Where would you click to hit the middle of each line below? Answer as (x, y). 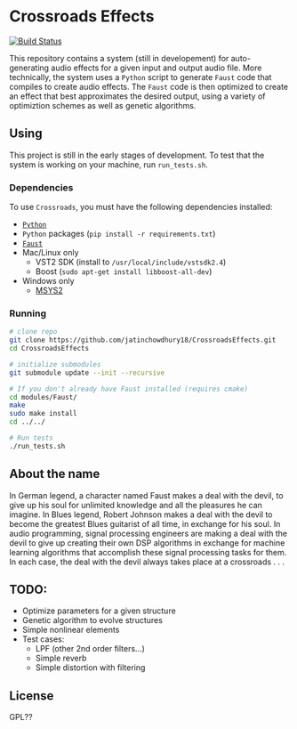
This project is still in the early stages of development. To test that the (137, 155)
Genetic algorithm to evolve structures (92, 620)
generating (29, 68)
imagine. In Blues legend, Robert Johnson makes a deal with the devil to (141, 514)
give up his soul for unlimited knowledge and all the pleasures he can (136, 505)
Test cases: (43, 639)
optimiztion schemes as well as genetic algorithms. (103, 105)
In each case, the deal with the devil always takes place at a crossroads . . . (147, 562)
